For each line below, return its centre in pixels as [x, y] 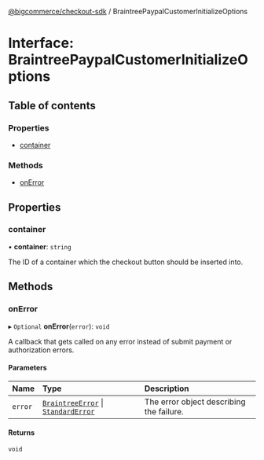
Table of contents [52, 105]
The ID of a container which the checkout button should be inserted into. [126, 262]
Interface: [41, 43]
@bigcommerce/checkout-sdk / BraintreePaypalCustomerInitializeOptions [128, 11]
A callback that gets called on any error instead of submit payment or [120, 341]
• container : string [40, 246]
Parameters [27, 368]
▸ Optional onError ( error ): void [59, 326]
